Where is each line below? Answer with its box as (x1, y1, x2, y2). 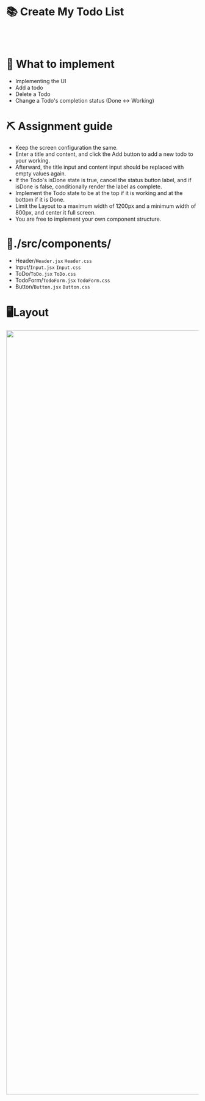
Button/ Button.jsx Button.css (15, 282, 90, 290)
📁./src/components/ (6, 237, 112, 251)
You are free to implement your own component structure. (15, 215, 162, 223)
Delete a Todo (15, 90, 51, 98)
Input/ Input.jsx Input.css (15, 263, 81, 271)
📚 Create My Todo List (6, 5, 124, 19)
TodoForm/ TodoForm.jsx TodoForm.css (15, 276, 110, 284)
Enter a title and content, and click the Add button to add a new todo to (15, 150, 193, 158)
